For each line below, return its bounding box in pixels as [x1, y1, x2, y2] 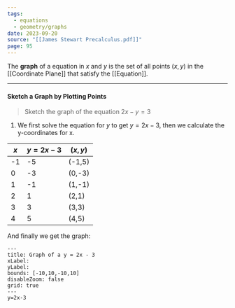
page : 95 [7, 43, 33, 50]
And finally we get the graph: [7, 232, 91, 240]
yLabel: [7, 264, 30, 271]
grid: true [7, 282, 39, 289]
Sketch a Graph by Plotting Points [7, 92, 107, 100]
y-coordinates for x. [17, 129, 75, 137]
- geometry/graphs [13, 23, 68, 30]
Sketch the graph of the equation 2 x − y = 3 [24, 108, 151, 116]
